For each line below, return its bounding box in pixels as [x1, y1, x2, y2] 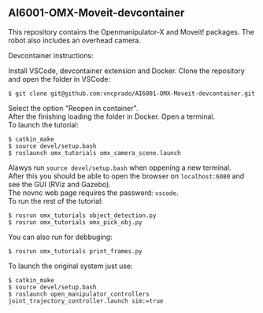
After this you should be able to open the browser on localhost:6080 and [8, 171, 245, 180]
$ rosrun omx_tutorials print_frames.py [8, 247, 143, 255]
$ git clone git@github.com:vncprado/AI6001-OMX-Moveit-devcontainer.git [8, 90, 256, 98]
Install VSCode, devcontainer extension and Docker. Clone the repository [8, 66, 246, 75]
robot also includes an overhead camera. [8, 35, 142, 45]
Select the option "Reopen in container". [8, 103, 139, 112]
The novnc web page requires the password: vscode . [8, 188, 179, 197]
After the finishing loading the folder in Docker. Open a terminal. [8, 112, 215, 121]
